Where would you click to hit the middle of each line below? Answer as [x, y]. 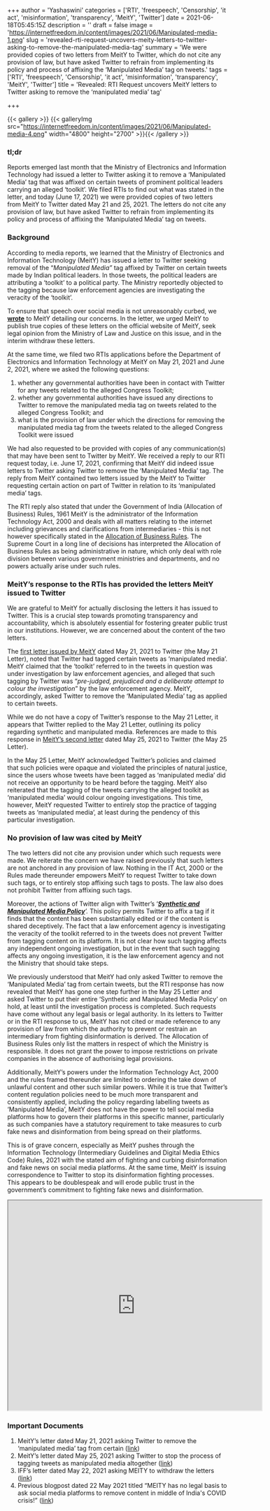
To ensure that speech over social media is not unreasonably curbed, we [112, 311]
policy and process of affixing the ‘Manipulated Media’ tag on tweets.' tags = [118, 70]
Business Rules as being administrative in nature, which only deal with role [114, 551]
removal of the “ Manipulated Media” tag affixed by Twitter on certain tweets [117, 267]
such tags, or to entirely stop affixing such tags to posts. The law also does [115, 883]
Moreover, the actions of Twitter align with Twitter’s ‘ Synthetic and [104, 904]
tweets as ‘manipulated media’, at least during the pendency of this [104, 812]
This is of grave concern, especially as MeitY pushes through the [101, 1145]
